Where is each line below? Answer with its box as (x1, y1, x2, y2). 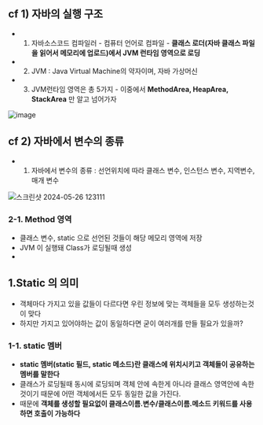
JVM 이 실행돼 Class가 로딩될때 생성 (19, 242, 132, 252)
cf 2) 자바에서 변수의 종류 (8, 135, 124, 148)
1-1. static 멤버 (8, 340, 63, 351)
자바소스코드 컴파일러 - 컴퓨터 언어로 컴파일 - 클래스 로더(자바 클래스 (31, 38, 241, 47)
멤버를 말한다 (19, 369, 60, 379)
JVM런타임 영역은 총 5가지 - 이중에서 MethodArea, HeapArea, (31, 84, 229, 94)
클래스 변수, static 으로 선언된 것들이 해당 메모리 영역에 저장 (19, 233, 203, 242)
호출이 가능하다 (34, 408, 81, 419)
